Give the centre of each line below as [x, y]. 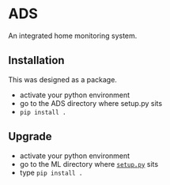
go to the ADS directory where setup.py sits [91, 103]
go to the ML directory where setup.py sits [89, 164]
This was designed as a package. [62, 79]
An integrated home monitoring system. [73, 36]
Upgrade [30, 136]
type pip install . [51, 172]
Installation [36, 60]
